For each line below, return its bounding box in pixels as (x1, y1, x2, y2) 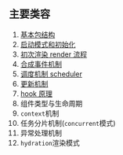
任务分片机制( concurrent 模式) (20, 118, 116, 127)
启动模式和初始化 (20, 39, 76, 49)
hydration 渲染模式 (20, 138, 81, 147)
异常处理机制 (20, 128, 62, 138)
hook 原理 (20, 89, 53, 98)
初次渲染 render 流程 (20, 50, 88, 59)
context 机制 (20, 109, 60, 118)
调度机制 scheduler (20, 69, 83, 79)
